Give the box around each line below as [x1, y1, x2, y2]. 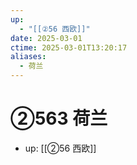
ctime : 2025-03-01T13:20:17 [10, 42, 128, 53]
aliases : [10, 52, 47, 62]
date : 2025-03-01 [10, 33, 83, 43]
